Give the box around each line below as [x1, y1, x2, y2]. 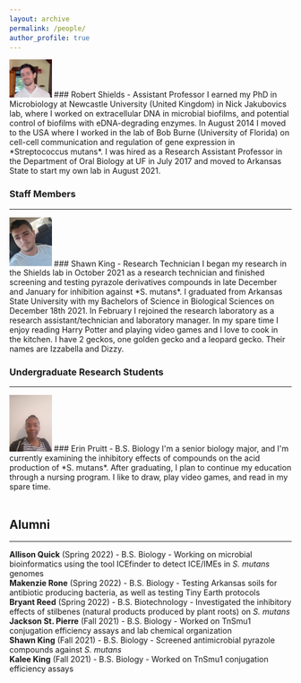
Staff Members [9, 188, 76, 201]
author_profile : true [9, 33, 90, 42]
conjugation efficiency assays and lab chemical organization [9, 626, 233, 636]
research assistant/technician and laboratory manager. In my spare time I [9, 315, 279, 326]
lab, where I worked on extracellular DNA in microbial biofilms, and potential [9, 108, 289, 119]
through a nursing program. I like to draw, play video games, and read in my [9, 471, 288, 483]
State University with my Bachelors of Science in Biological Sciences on [9, 296, 275, 307]
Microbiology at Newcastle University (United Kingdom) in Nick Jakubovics [9, 99, 287, 109]
